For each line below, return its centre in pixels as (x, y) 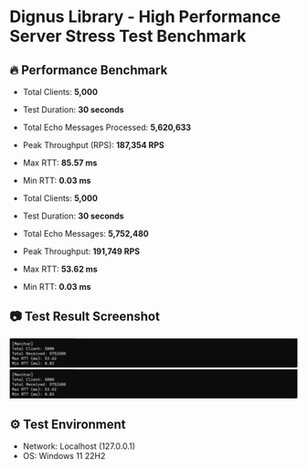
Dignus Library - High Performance (145, 17)
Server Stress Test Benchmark (128, 36)
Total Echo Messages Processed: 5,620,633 (107, 127)
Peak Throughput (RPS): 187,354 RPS (93, 145)
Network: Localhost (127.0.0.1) (79, 446)
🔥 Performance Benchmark (89, 70)
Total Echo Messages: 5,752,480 (85, 234)
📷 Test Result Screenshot (85, 317)
